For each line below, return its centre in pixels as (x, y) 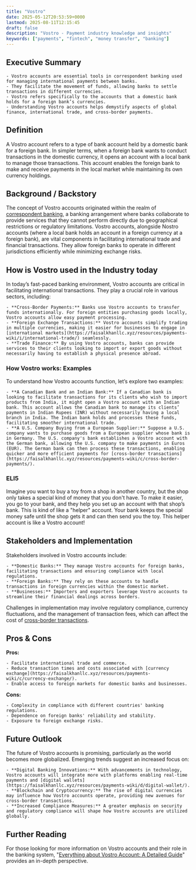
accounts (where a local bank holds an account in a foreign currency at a (94, 233)
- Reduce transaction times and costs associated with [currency (87, 669)
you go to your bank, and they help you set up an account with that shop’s (95, 504)
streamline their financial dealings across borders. (73, 596)
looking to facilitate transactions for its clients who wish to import (97, 397)
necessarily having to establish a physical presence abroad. (84, 354)
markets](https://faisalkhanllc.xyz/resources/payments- (116, 333)
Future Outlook (34, 739)
